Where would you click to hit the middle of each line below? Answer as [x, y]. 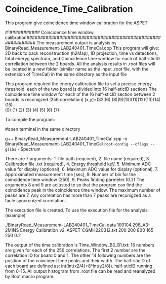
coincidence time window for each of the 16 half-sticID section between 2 [80, 94]
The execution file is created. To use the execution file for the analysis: [77, 210]
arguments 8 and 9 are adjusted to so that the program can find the [74, 185]
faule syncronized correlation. [36, 200]
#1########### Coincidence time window [49, 32]
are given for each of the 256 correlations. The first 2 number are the [75, 250]
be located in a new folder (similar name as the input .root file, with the [77, 69]
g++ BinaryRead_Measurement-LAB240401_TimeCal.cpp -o [66, 139]
